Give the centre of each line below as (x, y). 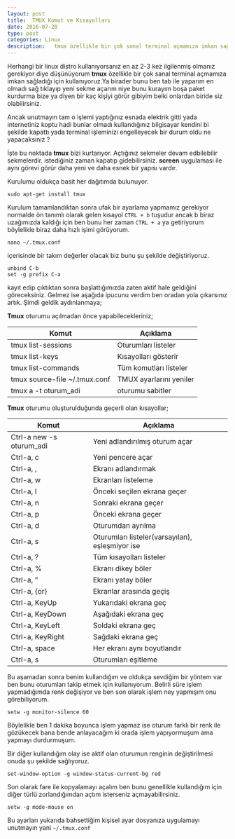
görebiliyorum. (28, 699)
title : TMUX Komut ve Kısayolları (59, 20)
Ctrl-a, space (33, 648)
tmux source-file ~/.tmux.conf (60, 379)
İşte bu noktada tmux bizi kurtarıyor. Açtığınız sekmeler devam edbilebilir (113, 153)
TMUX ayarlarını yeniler (156, 379)
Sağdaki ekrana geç (126, 637)
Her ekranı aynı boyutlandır (137, 648)
